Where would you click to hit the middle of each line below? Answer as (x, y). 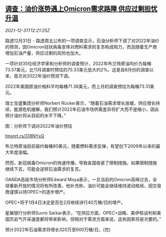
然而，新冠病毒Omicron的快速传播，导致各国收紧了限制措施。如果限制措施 (81, 163)
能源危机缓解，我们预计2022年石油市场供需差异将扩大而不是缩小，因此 (86, 109)
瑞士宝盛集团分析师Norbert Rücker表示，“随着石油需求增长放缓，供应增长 (81, 103)
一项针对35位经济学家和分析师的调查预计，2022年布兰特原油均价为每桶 (78, 63)
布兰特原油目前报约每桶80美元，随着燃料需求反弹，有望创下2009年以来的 (81, 146)
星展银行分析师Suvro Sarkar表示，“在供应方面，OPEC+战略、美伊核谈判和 (81, 213)
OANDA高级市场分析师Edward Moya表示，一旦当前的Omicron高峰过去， (79, 179)
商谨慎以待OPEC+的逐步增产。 (36, 191)
